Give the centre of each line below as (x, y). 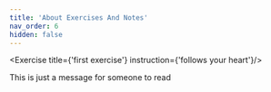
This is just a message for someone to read (90, 78)
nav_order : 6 (34, 26)
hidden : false (36, 34)
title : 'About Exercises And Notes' (79, 18)
